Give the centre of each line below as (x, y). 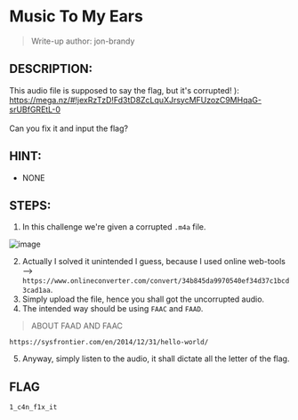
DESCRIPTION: (51, 69)
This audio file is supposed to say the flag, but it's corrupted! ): (125, 90)
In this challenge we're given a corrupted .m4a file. (114, 227)
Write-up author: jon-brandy (83, 41)
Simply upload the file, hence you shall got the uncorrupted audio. (143, 299)
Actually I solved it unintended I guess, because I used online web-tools (154, 262)
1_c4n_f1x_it (33, 408)
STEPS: (30, 205)
